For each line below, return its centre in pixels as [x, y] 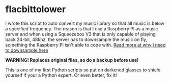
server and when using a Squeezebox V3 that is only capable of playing [81, 34]
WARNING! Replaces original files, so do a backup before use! [72, 60]
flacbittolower [36, 9]
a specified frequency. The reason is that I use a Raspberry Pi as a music [82, 28]
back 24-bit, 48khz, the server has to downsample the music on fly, [76, 39]
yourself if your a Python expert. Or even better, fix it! [61, 75]
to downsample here [27, 50]
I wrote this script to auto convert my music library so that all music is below [85, 23]
